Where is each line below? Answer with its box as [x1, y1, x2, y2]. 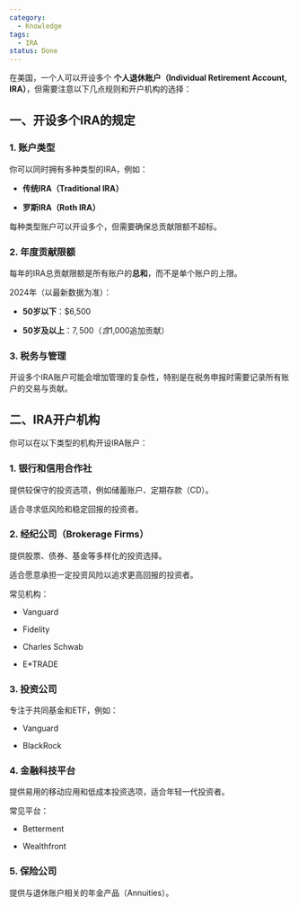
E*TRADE [22, 658, 58, 670]
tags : [9, 30, 30, 39]
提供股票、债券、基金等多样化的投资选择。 [9, 550, 167, 561]
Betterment [22, 823, 65, 834]
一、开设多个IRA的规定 [9, 112, 136, 128]
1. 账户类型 [9, 141, 56, 154]
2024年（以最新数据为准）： [9, 287, 112, 298]
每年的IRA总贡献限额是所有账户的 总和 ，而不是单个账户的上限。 [9, 268, 242, 279]
